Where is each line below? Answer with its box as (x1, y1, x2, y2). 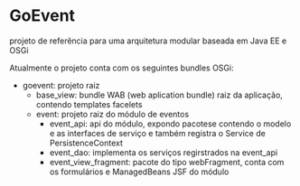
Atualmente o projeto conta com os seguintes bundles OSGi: (9, 62, 234, 73)
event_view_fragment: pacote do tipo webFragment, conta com (49, 156, 285, 167)
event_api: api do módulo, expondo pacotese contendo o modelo (49, 118, 292, 129)
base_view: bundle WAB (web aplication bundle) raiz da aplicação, (35, 89, 283, 100)
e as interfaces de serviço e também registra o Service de (49, 127, 267, 138)
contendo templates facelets (35, 98, 143, 109)
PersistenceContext (49, 137, 124, 148)
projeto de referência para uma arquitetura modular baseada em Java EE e (9, 35, 287, 46)
